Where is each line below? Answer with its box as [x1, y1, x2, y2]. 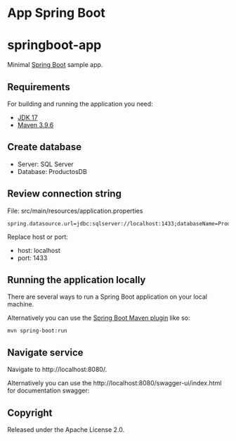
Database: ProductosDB [17, 167, 88, 175]
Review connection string [7, 188, 122, 200]
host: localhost [17, 246, 61, 254]
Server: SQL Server [17, 160, 74, 168]
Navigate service [7, 347, 84, 359]
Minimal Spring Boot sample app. [7, 61, 103, 69]
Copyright [7, 406, 53, 418]
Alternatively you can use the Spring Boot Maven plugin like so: [7, 313, 191, 322]
